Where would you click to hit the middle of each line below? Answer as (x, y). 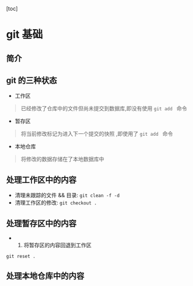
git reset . (21, 257)
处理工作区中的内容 (41, 180)
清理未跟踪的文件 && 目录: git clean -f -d (67, 195)
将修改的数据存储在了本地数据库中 (62, 159)
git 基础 (25, 35)
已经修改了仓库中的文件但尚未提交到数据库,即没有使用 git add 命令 (104, 108)
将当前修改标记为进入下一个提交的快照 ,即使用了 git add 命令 (97, 134)
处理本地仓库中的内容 (45, 276)
